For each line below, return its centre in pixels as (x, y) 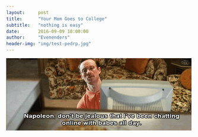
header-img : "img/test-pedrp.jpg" (49, 44)
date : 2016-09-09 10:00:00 (47, 31)
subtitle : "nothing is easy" (45, 25)
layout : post (28, 12)
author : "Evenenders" (38, 38)
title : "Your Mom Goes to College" (57, 19)
